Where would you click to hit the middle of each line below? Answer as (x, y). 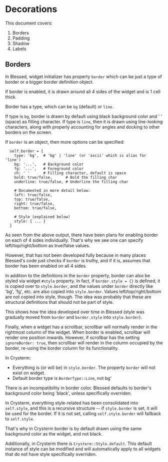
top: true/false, (32, 199)
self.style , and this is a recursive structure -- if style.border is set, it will (81, 408)
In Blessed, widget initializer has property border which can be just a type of (84, 77)
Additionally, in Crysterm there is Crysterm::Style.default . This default (79, 443)
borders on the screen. (29, 132)
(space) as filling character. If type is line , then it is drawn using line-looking (84, 122)
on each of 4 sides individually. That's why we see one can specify (74, 240)
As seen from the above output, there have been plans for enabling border (82, 235)
